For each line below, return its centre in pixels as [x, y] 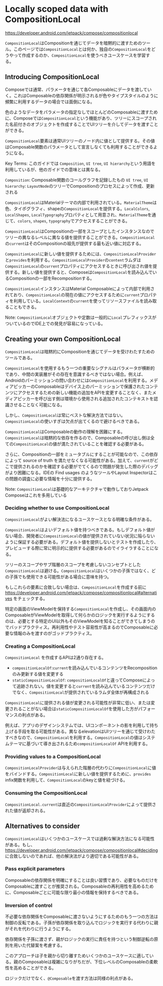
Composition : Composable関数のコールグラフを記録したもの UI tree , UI [77, 180]
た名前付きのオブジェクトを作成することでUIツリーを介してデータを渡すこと [82, 124]
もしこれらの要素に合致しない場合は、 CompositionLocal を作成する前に [76, 587]
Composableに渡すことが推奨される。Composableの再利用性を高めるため [80, 886]
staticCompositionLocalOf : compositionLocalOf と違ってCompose [77, 680]
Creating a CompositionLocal [40, 646]
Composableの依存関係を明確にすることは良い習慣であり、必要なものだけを [81, 880]
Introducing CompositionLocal [52, 77]
